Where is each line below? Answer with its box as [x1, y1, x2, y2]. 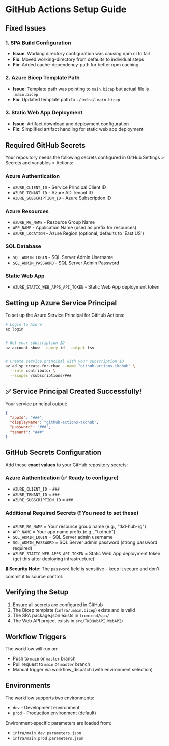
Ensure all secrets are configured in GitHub [12, 601, 103, 608]
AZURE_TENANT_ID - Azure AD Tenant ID [12, 189, 93, 195]
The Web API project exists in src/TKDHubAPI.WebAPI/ [12, 617, 124, 624]
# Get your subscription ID [5, 340, 65, 346]
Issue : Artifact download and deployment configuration [12, 121, 129, 127]
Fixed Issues [5, 24, 46, 33]
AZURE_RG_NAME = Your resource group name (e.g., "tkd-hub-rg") [12, 523, 147, 529]
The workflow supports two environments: [5, 695, 94, 701]
